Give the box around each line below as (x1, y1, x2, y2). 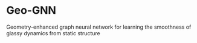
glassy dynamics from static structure (6, 29, 101, 36)
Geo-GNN (6, 4, 56, 17)
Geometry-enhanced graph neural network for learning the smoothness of (6, 23, 192, 30)
